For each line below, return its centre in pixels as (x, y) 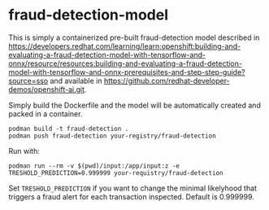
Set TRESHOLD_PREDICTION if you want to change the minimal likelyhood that (133, 188)
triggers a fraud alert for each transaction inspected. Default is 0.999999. (131, 196)
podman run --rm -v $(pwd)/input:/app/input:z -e (94, 166)
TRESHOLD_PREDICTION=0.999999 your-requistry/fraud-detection (116, 173)
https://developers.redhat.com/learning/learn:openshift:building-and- (125, 46)
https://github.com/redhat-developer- (167, 81)
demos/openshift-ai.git (47, 89)
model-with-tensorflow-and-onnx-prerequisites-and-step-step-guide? (127, 72)
